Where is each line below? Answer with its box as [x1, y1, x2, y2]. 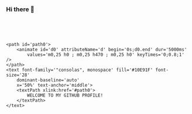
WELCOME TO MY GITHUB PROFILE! [27, 92, 104, 98]
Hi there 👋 [6, 5, 35, 13]
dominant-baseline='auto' [16, 77, 80, 83]
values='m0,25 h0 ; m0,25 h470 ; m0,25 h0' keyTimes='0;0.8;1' [27, 52, 184, 58]
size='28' [6, 72, 30, 78]
